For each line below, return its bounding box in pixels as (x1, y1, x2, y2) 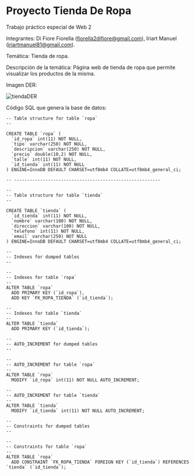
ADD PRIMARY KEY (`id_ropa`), (11, 290, 85, 295)
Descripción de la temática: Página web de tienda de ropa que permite (6, 63, 176, 71)
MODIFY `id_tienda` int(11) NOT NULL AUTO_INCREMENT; (11, 407, 145, 414)
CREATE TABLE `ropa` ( (6, 131, 61, 137)
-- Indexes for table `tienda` (6, 310, 82, 316)
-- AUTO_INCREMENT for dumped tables (6, 341, 98, 347)
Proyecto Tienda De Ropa (6, 4, 131, 18)
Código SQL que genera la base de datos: (6, 104, 107, 111)
